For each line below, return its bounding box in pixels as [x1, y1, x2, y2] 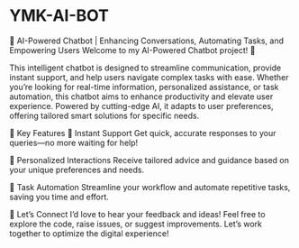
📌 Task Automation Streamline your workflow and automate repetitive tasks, [9, 181, 291, 192]
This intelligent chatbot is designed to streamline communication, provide [9, 62, 282, 73]
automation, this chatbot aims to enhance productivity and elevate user [9, 91, 274, 102]
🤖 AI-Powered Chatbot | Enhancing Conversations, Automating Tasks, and [9, 35, 285, 46]
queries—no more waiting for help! [9, 137, 139, 148]
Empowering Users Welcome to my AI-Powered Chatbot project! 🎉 [9, 44, 256, 55]
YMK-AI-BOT [9, 5, 110, 26]
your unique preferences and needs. [9, 164, 145, 175]
